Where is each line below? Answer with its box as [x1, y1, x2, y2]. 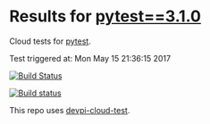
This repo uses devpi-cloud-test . [9, 104, 130, 115]
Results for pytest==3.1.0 [9, 6, 201, 27]
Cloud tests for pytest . [9, 36, 91, 46]
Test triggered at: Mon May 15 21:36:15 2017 [9, 53, 172, 63]
